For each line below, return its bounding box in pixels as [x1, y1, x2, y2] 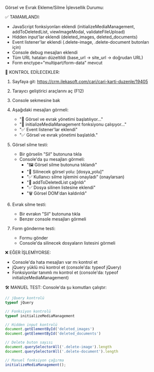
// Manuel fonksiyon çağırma [5, 357, 64, 363]
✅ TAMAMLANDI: [5, 14, 40, 19]
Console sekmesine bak [12, 98, 61, 103]
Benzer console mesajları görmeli [19, 216, 86, 222]
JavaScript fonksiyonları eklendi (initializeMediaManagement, [12, 24, 135, 29]
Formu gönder [19, 235, 48, 240]
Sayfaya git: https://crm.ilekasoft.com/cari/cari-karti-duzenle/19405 [12, 79, 148, 85]
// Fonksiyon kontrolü [5, 309, 51, 314]
